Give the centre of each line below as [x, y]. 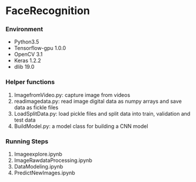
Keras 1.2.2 [28, 60]
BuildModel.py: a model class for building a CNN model [81, 126]
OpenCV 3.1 [28, 55]
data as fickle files [36, 107]
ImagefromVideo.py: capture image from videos [72, 95]
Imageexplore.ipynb [38, 154]
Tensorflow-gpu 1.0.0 [40, 48]
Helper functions [30, 82]
